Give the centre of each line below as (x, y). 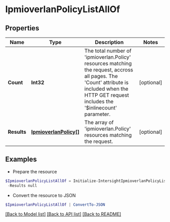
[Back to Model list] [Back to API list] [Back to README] (63, 214)
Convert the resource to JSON (44, 195)
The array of (99, 122)
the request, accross (109, 70)
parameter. (97, 114)
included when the (106, 89)
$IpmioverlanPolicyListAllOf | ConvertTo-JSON (55, 205)
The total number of (108, 51)
